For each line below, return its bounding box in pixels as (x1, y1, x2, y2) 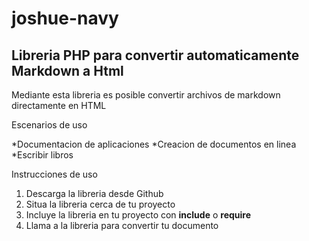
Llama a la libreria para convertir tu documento (25, 220, 219, 231)
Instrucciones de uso (11, 168, 98, 180)
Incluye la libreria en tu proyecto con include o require (25, 209, 251, 221)
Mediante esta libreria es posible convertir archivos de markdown (11, 89, 281, 101)
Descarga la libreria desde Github (25, 188, 164, 199)
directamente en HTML (11, 100, 107, 111)
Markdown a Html (11, 62, 124, 79)
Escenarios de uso (11, 119, 88, 131)
